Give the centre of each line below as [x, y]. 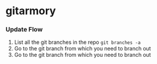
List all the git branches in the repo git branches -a [77, 42]
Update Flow [24, 30]
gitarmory [31, 11]
